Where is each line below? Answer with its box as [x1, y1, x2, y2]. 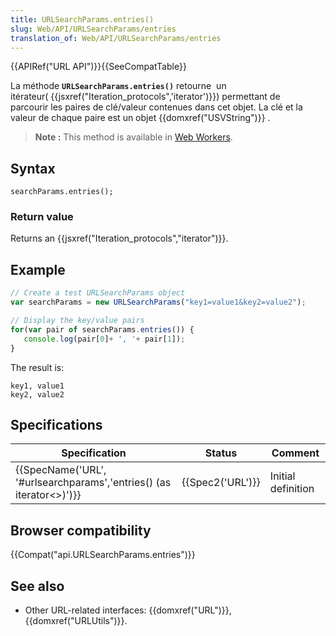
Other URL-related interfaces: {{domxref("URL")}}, [24, 604, 232, 616]
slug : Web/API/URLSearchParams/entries [10, 24, 177, 34]
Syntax [10, 160, 56, 177]
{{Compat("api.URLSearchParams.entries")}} [10, 549, 196, 561]
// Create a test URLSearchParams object [10, 288, 186, 298]
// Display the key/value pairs [10, 316, 145, 326]
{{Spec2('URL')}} [181, 476, 261, 490]
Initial [269, 469, 296, 483]
